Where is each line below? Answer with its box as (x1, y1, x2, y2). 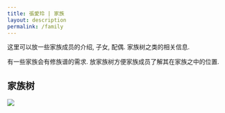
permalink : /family (7, 23, 64, 30)
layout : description (7, 17, 67, 24)
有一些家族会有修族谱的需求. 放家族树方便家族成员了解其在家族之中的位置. (7, 58, 220, 66)
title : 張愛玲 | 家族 (7, 10, 65, 17)
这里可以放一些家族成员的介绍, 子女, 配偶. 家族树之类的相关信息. (7, 43, 190, 51)
